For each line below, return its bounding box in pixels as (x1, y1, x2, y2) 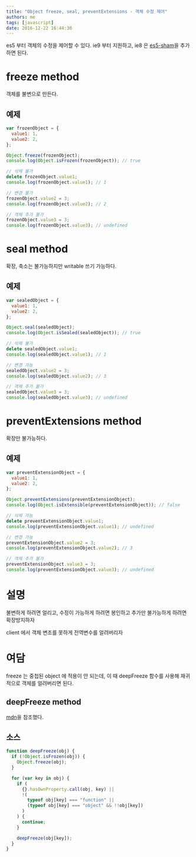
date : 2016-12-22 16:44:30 (6, 25, 72, 31)
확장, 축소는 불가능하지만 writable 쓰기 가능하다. (6, 263, 117, 270)
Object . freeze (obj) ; (16, 759, 67, 765)
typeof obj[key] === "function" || (27, 797, 115, 803)
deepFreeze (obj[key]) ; (16, 835, 72, 841)
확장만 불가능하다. (6, 434, 48, 441)
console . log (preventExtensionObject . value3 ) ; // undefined (6, 567, 154, 573)
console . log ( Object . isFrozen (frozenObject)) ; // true (6, 158, 141, 164)
